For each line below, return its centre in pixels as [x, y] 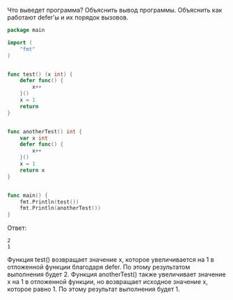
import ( [20, 42]
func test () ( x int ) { [40, 74]
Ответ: [17, 228]
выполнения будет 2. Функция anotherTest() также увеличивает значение [116, 274]
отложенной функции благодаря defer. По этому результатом [99, 267]
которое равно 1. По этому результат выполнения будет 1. [94, 289]
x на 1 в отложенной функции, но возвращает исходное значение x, [108, 282]
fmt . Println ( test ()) [49, 202]
